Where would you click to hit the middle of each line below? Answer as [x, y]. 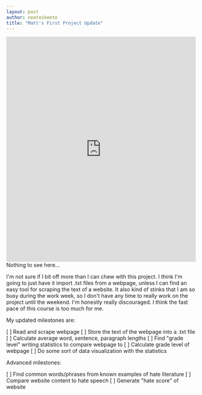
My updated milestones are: [41, 320]
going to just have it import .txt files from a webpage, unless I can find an [97, 283]
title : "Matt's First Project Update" [55, 23]
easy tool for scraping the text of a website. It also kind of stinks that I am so [101, 289]
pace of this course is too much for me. [55, 309]
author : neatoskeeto [32, 17]
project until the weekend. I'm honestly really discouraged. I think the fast [97, 302]
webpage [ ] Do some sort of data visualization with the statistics [87, 351]
